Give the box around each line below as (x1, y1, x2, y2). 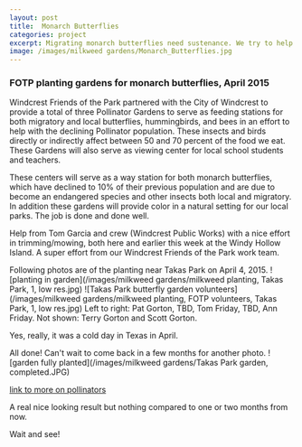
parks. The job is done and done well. (9, 210, 150, 221)
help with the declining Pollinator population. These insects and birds (9, 126, 267, 136)
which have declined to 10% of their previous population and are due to (9, 182, 276, 192)
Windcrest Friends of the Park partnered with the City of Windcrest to (9, 97, 269, 108)
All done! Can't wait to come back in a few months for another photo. (9, 348, 267, 359)
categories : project (9, 30, 88, 39)
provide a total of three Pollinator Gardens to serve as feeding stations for (9, 107, 283, 117)
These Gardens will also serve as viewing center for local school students (9, 145, 284, 156)
